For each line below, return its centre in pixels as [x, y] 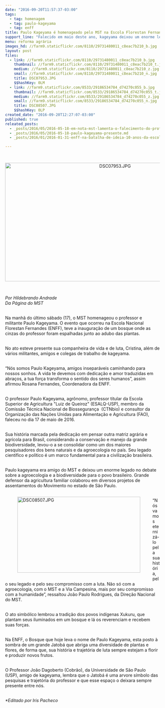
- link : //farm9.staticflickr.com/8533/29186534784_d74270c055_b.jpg [82, 87]
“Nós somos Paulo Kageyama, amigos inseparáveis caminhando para [75, 368]
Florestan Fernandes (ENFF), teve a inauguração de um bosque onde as [78, 328]
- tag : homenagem [27, 19]
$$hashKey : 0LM [29, 83]
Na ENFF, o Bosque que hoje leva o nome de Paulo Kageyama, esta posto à [82, 640]
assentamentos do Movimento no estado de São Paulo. [61, 486]
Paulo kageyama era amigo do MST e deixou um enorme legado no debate [81, 470]
